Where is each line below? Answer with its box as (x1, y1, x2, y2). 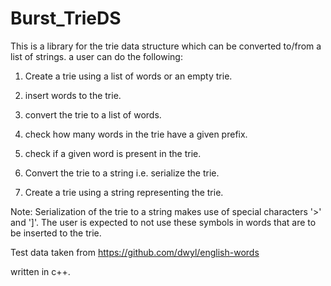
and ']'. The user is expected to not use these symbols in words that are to (10, 216, 317, 228)
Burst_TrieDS (10, 7, 122, 30)
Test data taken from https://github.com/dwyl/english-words (10, 246, 260, 258)
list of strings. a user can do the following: (10, 50, 183, 62)
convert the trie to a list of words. (24, 108, 162, 121)
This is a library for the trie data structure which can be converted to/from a (10, 40, 322, 52)
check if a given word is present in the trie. (24, 147, 202, 159)
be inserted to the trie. (10, 227, 102, 239)
